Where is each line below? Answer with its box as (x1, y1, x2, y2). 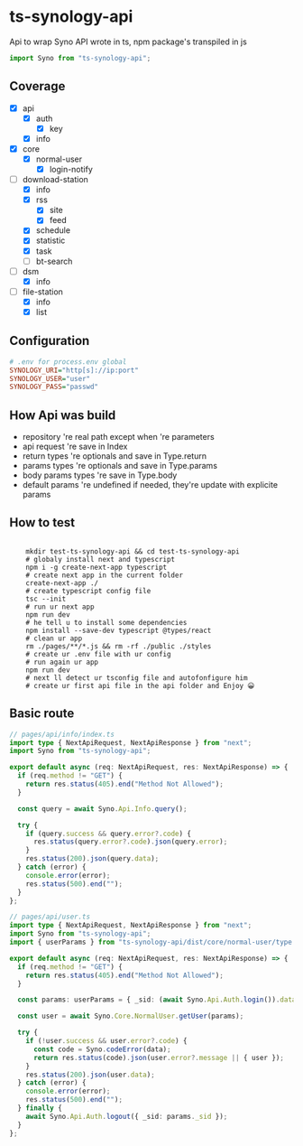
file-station (22, 286, 63, 297)
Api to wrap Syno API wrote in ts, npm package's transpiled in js (9, 36, 248, 47)
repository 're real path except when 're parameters (22, 432, 215, 443)
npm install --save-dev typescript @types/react (25, 626, 212, 635)
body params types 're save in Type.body (22, 470, 178, 480)
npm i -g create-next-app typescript (25, 563, 168, 572)
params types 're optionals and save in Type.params (22, 461, 218, 471)
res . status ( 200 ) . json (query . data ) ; (25, 854, 160, 863)
